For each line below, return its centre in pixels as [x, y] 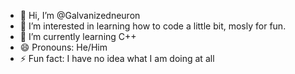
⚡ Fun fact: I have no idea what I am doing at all [117, 58]
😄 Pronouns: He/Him [63, 47]
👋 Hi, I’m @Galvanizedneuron [80, 15]
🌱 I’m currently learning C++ [78, 36]
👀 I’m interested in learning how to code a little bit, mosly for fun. [153, 26]
